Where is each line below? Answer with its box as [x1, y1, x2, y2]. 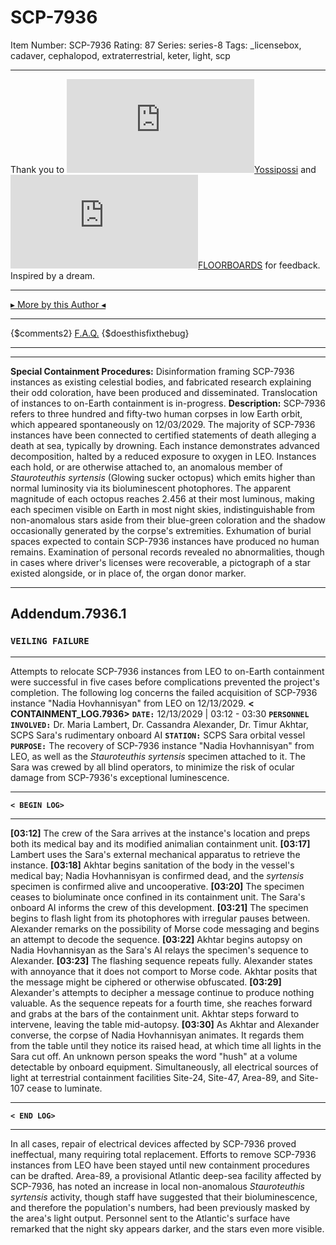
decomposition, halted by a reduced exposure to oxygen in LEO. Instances [10, 450, 317, 462]
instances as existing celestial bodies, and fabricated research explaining [10, 376, 312, 388]
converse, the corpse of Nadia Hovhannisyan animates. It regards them [10, 1029, 305, 1041]
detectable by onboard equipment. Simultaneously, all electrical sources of [10, 1061, 319, 1073]
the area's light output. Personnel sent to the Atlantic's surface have [10, 1212, 291, 1224]
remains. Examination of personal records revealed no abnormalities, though [10, 546, 325, 558]
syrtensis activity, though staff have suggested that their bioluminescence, [10, 1191, 318, 1203]
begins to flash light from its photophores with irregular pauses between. [10, 912, 311, 924]
